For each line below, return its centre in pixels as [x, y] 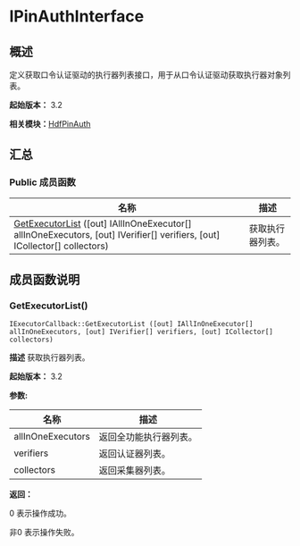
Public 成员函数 [42, 182]
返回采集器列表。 [135, 471]
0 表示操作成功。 [40, 513]
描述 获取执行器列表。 [50, 357]
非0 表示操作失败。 [44, 533]
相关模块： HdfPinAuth [50, 124]
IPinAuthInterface [77, 17]
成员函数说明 [45, 280]
